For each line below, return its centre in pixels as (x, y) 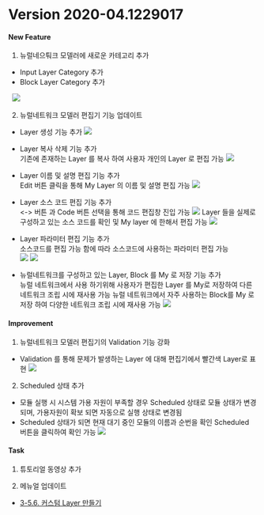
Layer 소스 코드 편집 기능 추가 (66, 203)
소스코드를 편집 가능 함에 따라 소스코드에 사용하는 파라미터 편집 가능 (124, 249)
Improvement (31, 323)
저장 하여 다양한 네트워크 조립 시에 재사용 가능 (90, 305)
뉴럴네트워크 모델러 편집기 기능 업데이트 (81, 115)
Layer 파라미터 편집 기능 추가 (64, 239)
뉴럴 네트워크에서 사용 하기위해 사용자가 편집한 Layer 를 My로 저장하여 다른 (136, 285)
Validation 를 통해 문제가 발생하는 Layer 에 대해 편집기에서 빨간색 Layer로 (134, 358)
